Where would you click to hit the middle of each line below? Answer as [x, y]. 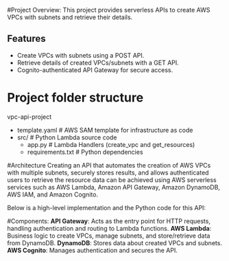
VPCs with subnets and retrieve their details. [70, 17]
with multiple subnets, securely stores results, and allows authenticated [108, 172]
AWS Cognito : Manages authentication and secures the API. [93, 250]
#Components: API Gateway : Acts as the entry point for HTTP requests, [109, 221]
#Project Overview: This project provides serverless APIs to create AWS [109, 10]
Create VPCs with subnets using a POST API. [81, 55]
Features [26, 39]
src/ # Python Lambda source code [67, 137]
